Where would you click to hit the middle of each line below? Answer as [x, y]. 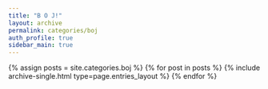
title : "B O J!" [35, 15]
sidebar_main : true [41, 45]
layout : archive [35, 23]
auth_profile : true [41, 38]
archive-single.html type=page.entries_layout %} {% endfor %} [113, 76]
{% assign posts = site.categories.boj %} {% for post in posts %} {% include [134, 68]
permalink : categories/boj [53, 30]
